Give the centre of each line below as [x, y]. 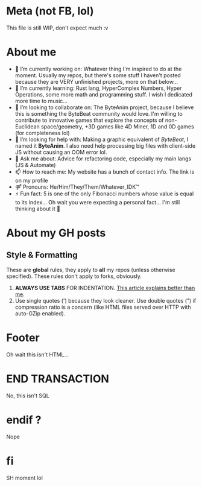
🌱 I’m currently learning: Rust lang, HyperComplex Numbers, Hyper [98, 88]
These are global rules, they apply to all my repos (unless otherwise [91, 270]
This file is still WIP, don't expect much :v [57, 28]
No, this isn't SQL [28, 396]
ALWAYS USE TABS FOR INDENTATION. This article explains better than [105, 288]
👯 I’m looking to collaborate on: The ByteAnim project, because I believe [104, 107]
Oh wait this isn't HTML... [38, 355]
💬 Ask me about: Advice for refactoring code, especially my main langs [103, 159]
